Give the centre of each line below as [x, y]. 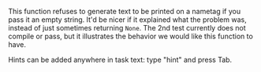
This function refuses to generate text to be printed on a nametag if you [125, 11]
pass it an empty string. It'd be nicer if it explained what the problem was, [127, 20]
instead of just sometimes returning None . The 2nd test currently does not [127, 28]
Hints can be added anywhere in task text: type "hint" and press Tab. [120, 59]
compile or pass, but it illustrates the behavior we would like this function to [131, 36]
